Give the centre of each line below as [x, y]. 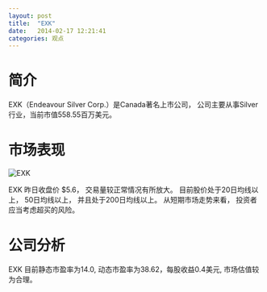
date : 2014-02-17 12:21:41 [57, 31]
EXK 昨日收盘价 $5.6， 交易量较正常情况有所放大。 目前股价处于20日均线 [130, 190]
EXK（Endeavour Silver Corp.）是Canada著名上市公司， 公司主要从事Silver [133, 105]
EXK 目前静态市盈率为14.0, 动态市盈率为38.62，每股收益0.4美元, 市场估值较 [134, 269]
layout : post [30, 16]
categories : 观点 [36, 38]
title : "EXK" [32, 23]
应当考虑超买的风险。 [44, 210]
